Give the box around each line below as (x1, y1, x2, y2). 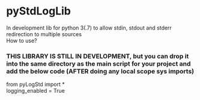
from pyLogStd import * (6, 81, 65, 88)
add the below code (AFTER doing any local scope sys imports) (6, 67, 195, 75)
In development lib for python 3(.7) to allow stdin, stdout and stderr (6, 24, 172, 31)
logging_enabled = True (6, 87, 65, 95)
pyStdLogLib (6, 4, 71, 18)
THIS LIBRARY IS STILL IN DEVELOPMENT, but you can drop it (6, 52, 189, 60)
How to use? (6, 37, 37, 44)
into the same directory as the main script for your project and (6, 59, 191, 67)
